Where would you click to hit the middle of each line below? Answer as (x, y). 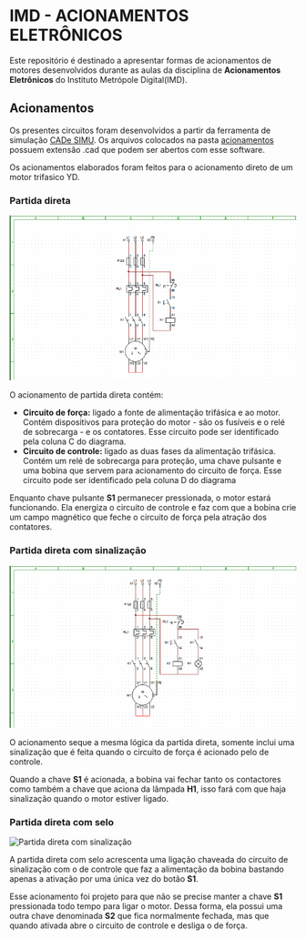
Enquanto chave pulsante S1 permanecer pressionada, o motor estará (140, 498)
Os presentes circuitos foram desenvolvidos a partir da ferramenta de (140, 130)
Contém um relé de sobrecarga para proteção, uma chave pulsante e (152, 461)
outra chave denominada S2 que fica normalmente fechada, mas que (139, 916)
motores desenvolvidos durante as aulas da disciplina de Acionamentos (145, 70)
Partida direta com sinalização (78, 551)
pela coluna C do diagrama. (74, 441)
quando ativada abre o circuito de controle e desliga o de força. (128, 925)
